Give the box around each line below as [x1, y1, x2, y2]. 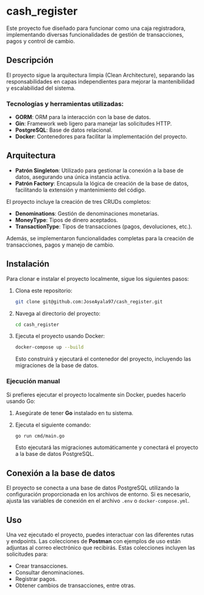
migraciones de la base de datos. [15, 362, 99, 369]
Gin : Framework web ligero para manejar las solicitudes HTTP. [15, 120, 172, 128]
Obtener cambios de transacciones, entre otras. [15, 582, 136, 590]
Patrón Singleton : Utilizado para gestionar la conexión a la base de [15, 167, 184, 174]
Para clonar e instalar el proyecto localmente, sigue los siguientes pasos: [6, 275, 189, 282]
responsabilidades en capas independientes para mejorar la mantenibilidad [6, 78, 195, 85]
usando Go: [6, 397, 35, 405]
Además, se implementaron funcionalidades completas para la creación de [6, 234, 194, 242]
